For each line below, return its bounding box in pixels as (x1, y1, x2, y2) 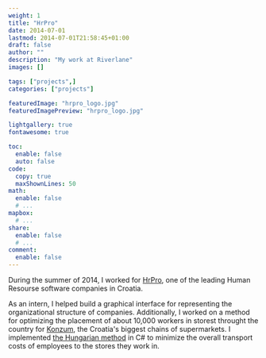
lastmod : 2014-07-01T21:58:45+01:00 (8, 33, 129, 42)
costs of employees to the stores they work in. (8, 341, 160, 350)
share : (8, 224, 30, 232)
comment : (8, 246, 37, 254)
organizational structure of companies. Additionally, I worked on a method (8, 307, 250, 317)
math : (8, 187, 26, 195)
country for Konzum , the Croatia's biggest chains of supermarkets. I (8, 325, 231, 333)
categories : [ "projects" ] (8, 85, 94, 93)
